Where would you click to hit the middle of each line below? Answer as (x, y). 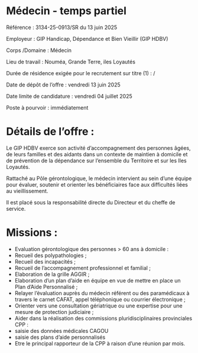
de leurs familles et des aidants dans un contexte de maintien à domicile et (97, 154)
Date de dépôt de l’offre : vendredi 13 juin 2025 (64, 85)
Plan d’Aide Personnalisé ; (46, 287)
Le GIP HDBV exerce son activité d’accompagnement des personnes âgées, (98, 148)
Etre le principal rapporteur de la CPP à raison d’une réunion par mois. (100, 343)
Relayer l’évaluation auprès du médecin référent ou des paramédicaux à (102, 293)
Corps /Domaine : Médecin (39, 50)
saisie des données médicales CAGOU (61, 330)
